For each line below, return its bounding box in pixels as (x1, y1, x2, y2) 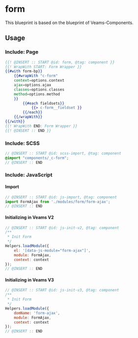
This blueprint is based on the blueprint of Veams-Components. (5, 20, 134, 26)
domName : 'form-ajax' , (14, 311, 60, 315)
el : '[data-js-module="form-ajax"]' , (14, 248, 91, 253)
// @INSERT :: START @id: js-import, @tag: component (5, 195, 117, 200)
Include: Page (5, 49, 39, 55)
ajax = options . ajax (14, 82, 51, 87)
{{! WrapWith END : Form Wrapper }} (5, 124, 78, 129)
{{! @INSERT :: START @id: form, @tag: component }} (5, 60, 115, 65)
